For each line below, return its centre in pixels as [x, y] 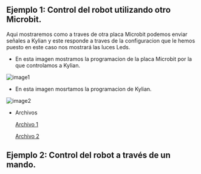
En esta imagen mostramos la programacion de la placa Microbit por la [104, 59]
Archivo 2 [27, 136]
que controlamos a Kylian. [48, 65]
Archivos [26, 113]
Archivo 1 [26, 124]
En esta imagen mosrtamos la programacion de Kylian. [83, 89]
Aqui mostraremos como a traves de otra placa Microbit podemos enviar [97, 34]
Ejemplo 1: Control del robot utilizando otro [89, 10]
